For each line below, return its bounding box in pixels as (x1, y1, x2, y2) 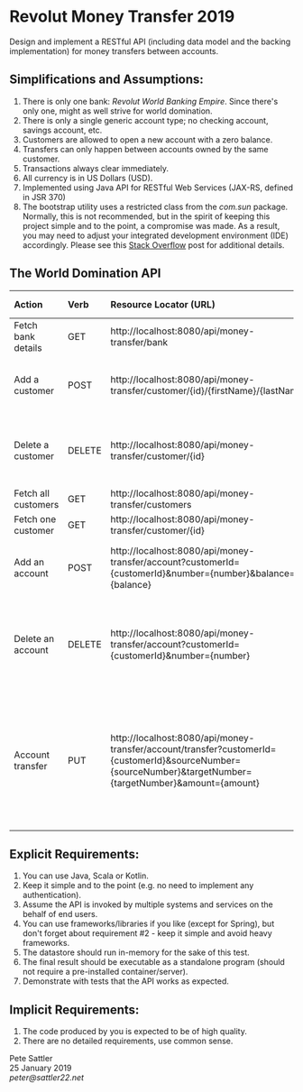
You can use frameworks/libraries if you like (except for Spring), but (22, 918, 275, 930)
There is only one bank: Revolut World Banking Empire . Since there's (22, 96, 279, 106)
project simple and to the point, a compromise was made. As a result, (22, 220, 280, 231)
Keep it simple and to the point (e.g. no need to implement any (22, 880, 254, 891)
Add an (14, 555, 45, 568)
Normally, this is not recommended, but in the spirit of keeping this (22, 210, 271, 222)
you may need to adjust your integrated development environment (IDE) (22, 230, 289, 241)
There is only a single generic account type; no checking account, (22, 115, 269, 125)
